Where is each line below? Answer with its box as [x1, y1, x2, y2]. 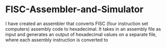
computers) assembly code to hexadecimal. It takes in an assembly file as [5, 26, 161, 32]
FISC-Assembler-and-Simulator [5, 4, 143, 15]
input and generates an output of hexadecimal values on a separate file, [5, 31, 157, 37]
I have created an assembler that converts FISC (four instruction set [5, 20, 149, 27]
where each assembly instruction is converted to [5, 37, 109, 43]
